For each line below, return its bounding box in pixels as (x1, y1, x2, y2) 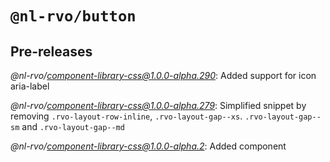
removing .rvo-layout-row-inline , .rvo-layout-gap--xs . (10, 110, 243, 122)
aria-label (10, 80, 50, 92)
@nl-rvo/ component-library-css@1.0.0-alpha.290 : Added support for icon (10, 70, 317, 81)
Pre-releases (10, 43, 93, 60)
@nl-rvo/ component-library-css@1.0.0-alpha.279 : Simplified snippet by (10, 100, 307, 111)
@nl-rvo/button (10, 7, 137, 26)
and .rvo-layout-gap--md (21, 121, 125, 132)
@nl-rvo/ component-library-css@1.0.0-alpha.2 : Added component (10, 140, 287, 152)
